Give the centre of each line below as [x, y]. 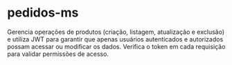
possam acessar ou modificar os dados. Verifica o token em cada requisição [116, 46]
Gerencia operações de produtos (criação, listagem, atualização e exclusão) [116, 32]
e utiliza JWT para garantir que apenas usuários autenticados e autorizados [115, 39]
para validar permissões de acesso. [58, 54]
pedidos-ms [43, 13]
